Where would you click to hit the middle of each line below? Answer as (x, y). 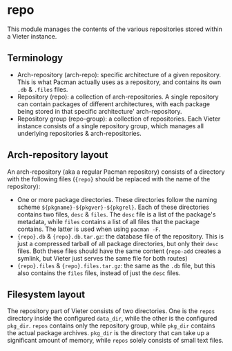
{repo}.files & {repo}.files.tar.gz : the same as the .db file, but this (116, 265)
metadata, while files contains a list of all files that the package (108, 221)
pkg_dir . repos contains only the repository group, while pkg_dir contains (111, 325)
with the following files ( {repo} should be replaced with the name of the (109, 179)
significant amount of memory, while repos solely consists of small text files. (115, 341)
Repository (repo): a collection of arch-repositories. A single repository (118, 97)
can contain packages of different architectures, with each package (114, 104)
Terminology (35, 58)
